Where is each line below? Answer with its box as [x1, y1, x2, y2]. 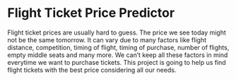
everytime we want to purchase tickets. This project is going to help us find [7, 58, 226, 66]
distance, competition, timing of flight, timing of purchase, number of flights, [7, 43, 230, 51]
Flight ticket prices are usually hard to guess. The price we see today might [7, 28, 226, 37]
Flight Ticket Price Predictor [7, 5, 175, 21]
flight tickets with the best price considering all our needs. [7, 66, 177, 74]
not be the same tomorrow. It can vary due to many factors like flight [7, 35, 207, 44]
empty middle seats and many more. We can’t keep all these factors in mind [7, 51, 228, 59]
